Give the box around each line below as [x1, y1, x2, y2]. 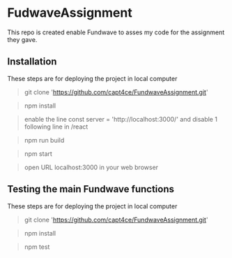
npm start [24, 149, 52, 158]
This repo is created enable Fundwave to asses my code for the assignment [7, 28, 225, 36]
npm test [24, 243, 50, 251]
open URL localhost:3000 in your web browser [24, 163, 159, 171]
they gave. [7, 35, 38, 43]
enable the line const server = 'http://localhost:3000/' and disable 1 [24, 115, 218, 123]
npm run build [24, 136, 65, 144]
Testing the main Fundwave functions [7, 183, 175, 195]
